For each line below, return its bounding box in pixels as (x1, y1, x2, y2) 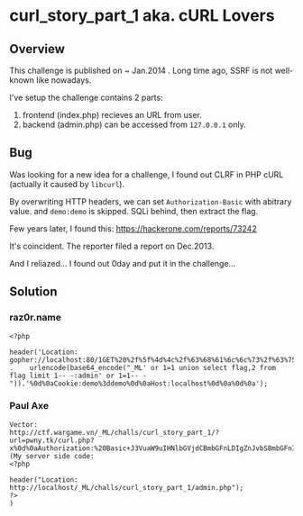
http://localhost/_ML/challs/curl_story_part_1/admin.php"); (9, 483, 244, 492)
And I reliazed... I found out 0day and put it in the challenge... (9, 258, 236, 268)
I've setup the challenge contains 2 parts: (9, 92, 164, 103)
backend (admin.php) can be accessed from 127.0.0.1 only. (22, 119, 246, 130)
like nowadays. (35, 75, 92, 86)
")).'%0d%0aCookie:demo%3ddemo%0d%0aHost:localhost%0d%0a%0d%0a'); (9, 379, 269, 388)
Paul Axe (9, 400, 50, 412)
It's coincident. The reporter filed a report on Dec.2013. (9, 240, 215, 251)
